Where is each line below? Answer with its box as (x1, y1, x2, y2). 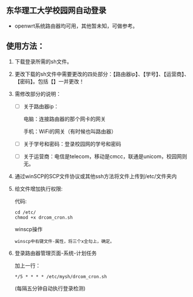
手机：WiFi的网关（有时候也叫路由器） (23, 128, 117, 135)
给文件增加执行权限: (14, 185, 63, 192)
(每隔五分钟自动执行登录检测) (14, 285, 86, 292)
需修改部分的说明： (14, 90, 62, 97)
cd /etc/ (14, 209, 36, 215)
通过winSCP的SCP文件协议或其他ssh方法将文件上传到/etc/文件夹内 (14, 172, 177, 179)
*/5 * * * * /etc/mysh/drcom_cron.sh (14, 273, 107, 279)
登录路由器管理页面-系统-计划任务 (14, 249, 97, 256)
